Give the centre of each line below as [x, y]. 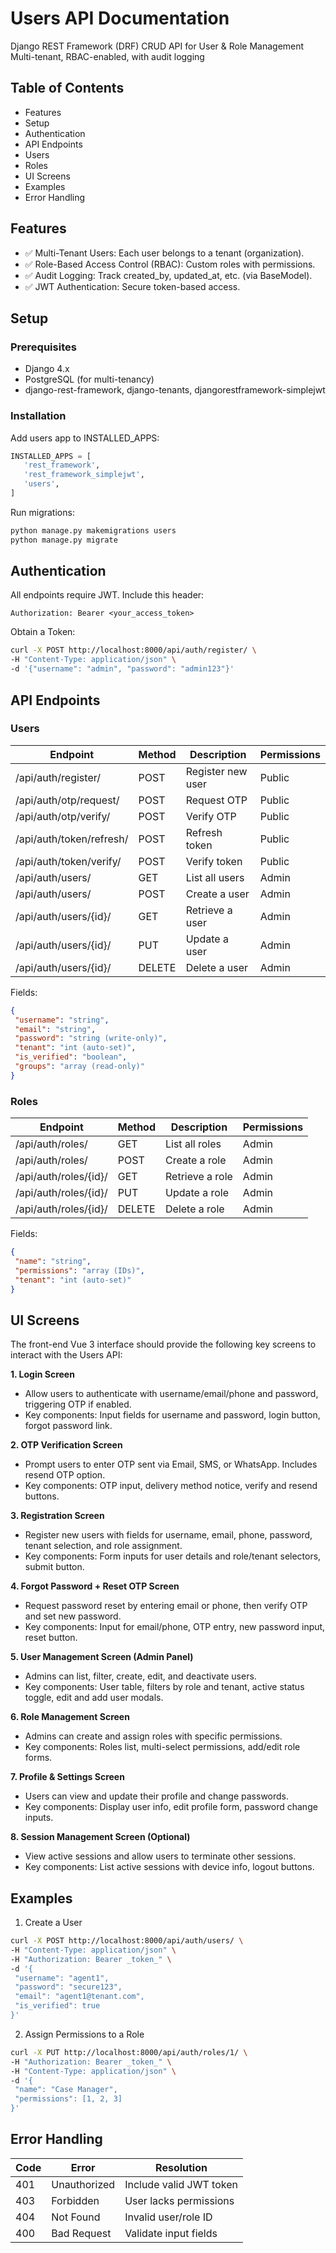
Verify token [214, 861]
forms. [38, 1758]
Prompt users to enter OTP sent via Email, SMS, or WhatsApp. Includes [171, 1464]
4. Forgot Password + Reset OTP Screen [95, 1586]
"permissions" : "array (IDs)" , [79, 1270]
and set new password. [73, 1616]
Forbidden [75, 2200]
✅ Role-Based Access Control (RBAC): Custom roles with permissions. [170, 264]
